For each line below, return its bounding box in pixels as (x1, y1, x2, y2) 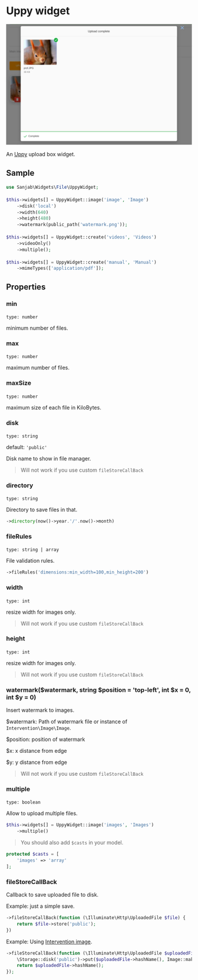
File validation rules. (6, 557, 55, 565)
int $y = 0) (6, 693, 37, 701)
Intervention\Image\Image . (6, 724, 71, 731)
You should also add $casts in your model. (20, 839, 124, 846)
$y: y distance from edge (6, 759, 68, 766)
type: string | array (6, 547, 60, 553)
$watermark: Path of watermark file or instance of (6, 718, 128, 726)
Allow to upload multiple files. (6, 810, 78, 817)
